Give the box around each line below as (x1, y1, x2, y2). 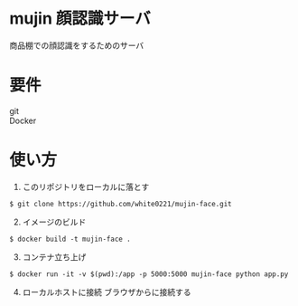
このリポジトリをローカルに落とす (22, 181, 150, 192)
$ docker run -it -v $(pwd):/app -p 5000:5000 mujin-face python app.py (9, 269, 289, 279)
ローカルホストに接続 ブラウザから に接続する (22, 286, 191, 297)
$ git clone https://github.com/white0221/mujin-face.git (9, 199, 232, 208)
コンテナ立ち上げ (22, 251, 87, 263)
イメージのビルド (22, 216, 87, 227)
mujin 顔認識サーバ (9, 8, 151, 29)
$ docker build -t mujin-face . (9, 234, 131, 244)
